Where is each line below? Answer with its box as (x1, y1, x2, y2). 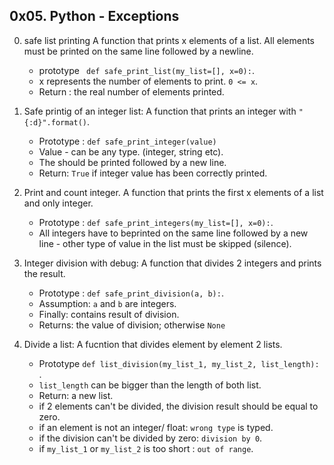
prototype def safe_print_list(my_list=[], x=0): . (38, 64, 255, 76)
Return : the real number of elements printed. (38, 85, 225, 98)
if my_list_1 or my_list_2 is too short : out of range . (38, 442, 254, 454)
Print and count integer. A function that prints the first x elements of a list (23, 186, 324, 198)
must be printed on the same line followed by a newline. (23, 45, 254, 57)
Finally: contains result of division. (38, 308, 180, 320)
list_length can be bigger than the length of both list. (38, 379, 262, 391)
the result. (23, 267, 66, 279)
